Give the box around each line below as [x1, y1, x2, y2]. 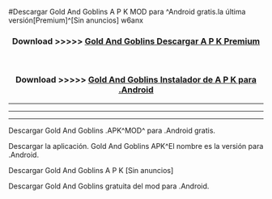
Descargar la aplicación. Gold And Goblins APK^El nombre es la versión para [8, 141, 264, 150]
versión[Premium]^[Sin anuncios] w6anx [8, 15, 144, 25]
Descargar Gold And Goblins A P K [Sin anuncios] [8, 165, 174, 175]
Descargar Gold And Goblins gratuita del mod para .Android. [8, 181, 210, 191]
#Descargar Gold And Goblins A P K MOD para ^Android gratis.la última [8, 7, 246, 16]
